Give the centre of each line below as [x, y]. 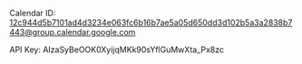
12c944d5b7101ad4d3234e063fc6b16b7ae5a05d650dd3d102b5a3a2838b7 [151, 23]
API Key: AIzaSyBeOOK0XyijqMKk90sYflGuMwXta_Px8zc [117, 50]
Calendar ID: [33, 13]
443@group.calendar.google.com [73, 32]
